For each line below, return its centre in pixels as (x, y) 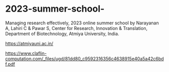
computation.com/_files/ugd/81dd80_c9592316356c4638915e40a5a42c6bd (84, 58)
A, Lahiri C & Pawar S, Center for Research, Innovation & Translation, (76, 28)
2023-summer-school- (55, 9)
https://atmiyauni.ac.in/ (29, 43)
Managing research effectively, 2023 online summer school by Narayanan (82, 23)
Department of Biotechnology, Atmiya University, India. (62, 33)
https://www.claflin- (26, 53)
